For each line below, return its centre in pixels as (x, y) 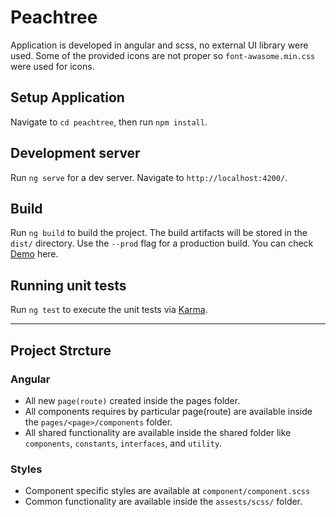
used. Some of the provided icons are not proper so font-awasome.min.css (163, 55)
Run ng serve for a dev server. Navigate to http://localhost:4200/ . (149, 177)
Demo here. (34, 254)
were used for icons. (52, 66)
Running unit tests (68, 285)
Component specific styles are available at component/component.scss (167, 491)
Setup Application (67, 97)
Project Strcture (61, 350)
